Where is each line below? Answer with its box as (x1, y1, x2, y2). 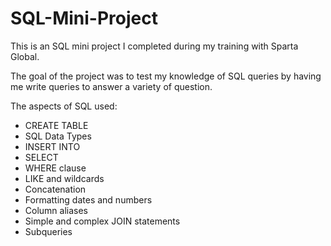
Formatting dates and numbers (24, 193, 153, 206)
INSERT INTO (24, 140, 81, 152)
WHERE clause (24, 162, 87, 174)
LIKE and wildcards (24, 172, 105, 184)
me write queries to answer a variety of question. (10, 80, 213, 92)
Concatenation (24, 183, 87, 195)
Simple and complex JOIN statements (24, 215, 181, 227)
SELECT (24, 151, 59, 163)
